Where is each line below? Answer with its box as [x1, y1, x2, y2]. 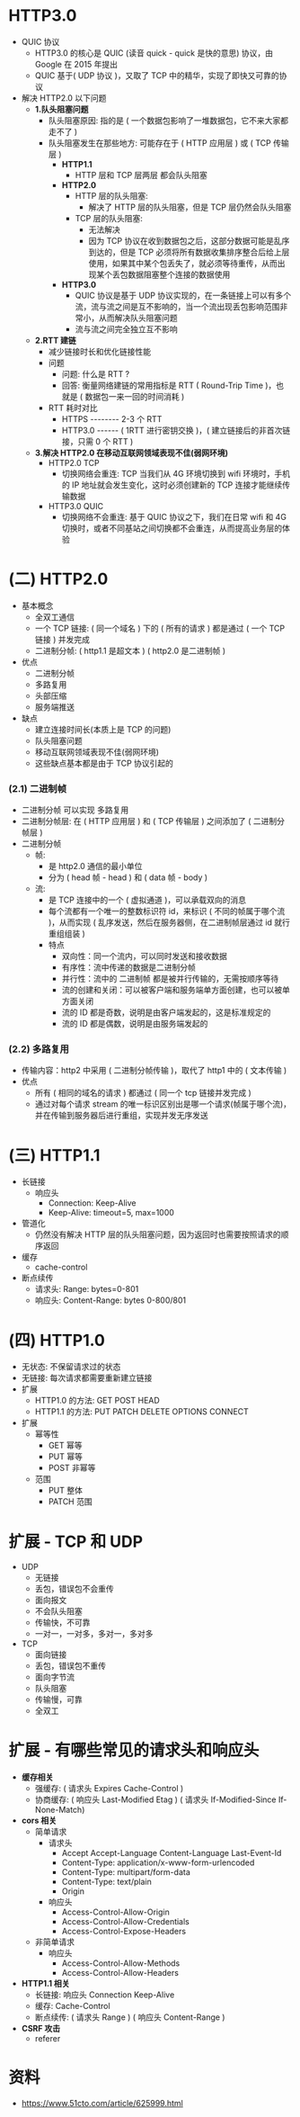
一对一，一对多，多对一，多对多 [34, 1628, 154, 1639]
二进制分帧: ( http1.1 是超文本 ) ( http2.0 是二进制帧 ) [34, 645, 226, 656]
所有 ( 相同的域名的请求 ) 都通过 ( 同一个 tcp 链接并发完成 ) [34, 1088, 252, 1099]
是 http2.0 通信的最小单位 [48, 861, 143, 872]
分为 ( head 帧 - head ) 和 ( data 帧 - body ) [48, 872, 208, 883]
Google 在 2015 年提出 [34, 58, 119, 69]
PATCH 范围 [48, 1496, 93, 1507]
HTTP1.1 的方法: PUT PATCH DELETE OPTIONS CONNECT [34, 1406, 249, 1417]
